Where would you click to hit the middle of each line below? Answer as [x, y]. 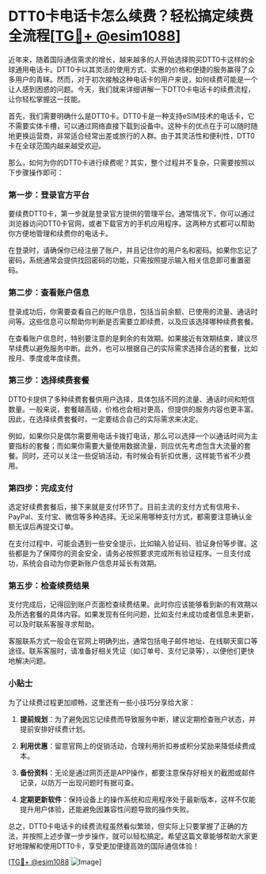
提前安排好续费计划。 [54, 729]
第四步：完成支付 [41, 488]
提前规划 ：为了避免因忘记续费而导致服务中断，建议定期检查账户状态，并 [137, 719]
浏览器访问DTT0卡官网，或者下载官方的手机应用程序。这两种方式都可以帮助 [132, 223]
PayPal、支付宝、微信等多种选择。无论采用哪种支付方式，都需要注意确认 [127, 517]
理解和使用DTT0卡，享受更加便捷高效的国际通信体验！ [111, 845]
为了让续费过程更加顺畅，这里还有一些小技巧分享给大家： [102, 702]
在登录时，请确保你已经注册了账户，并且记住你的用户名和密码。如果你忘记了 [133, 250]
